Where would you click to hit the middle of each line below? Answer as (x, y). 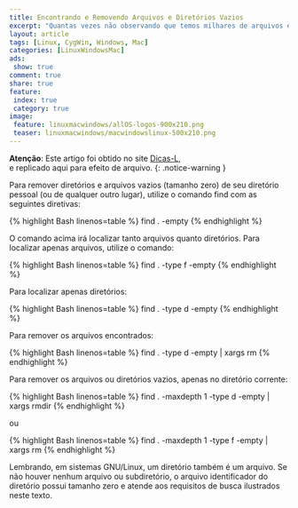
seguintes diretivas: (45, 203)
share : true (31, 83)
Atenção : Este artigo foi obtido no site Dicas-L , (95, 158)
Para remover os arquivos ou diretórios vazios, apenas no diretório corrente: (149, 379)
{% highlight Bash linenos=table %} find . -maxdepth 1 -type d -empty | (140, 396)
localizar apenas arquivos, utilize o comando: (92, 247)
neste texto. (31, 495)
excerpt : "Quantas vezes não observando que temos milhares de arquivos (146, 26)
